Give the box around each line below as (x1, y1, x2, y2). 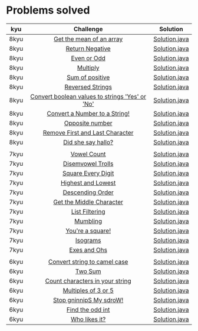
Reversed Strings (64, 83, 112, 91)
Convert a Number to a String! (47, 109, 130, 117)
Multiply (77, 63, 100, 71)
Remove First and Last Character (42, 128, 134, 136)
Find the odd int (67, 305, 110, 313)
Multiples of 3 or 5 (62, 286, 114, 294)
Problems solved (6, 4, 90, 17)
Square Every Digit (62, 169, 114, 177)
